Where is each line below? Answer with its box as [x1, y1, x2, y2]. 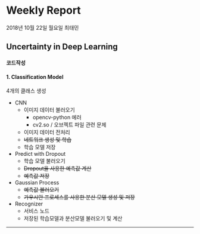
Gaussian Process [14, 179, 60, 186]
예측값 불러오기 [23, 186, 60, 193]
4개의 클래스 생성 [6, 87, 46, 94]
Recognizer [14, 201, 43, 208]
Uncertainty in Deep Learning [6, 42, 118, 52]
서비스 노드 [23, 207, 49, 215]
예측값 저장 [23, 173, 49, 180]
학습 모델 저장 [23, 144, 56, 151]
